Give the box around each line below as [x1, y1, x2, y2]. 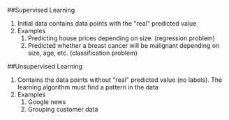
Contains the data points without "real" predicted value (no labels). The [17, 76, 223, 84]
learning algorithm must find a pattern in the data [17, 83, 158, 91]
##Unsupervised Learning [7, 62, 82, 70]
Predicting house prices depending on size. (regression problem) [27, 34, 215, 42]
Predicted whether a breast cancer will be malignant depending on [27, 42, 220, 49]
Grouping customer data [27, 105, 98, 113]
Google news [27, 98, 66, 106]
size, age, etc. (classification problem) [27, 49, 138, 57]
